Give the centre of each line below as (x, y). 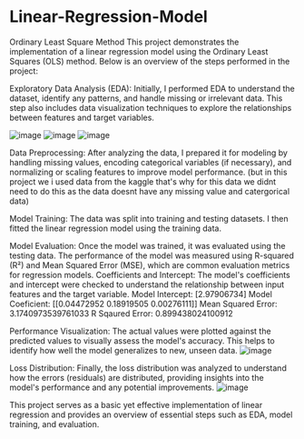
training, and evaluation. (54, 424)
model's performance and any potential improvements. (112, 387)
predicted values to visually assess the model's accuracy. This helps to (142, 340)
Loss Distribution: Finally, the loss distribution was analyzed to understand (148, 368)
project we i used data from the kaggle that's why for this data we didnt (143, 181)
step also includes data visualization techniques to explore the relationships (151, 107)
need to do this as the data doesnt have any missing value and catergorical (150, 191)
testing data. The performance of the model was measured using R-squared (152, 255)
